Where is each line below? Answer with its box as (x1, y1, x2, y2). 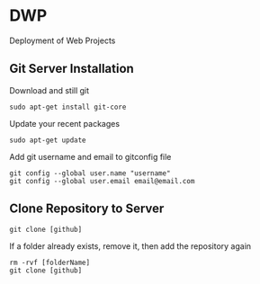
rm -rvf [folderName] (9, 258, 91, 267)
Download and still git (9, 84, 90, 95)
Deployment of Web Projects (9, 35, 116, 46)
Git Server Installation (9, 61, 135, 76)
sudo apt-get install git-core (9, 102, 127, 111)
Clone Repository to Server (9, 201, 165, 217)
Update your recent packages (9, 118, 120, 129)
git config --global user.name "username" (9, 168, 171, 178)
